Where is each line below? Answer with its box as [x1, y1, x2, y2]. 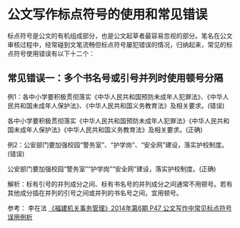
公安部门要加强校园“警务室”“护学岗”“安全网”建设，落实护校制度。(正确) [7, 165, 216, 173]
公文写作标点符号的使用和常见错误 [7, 6, 209, 23]
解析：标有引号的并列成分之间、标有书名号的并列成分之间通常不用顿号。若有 [7, 180, 233, 188]
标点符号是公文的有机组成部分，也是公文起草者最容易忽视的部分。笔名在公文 [7, 31, 233, 40]
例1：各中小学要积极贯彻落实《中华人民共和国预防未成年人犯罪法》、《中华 [7, 92, 223, 100]
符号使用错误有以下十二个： [13, 49, 95, 58]
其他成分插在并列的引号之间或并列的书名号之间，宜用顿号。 [7, 188, 183, 197]
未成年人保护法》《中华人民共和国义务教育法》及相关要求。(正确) [13, 125, 204, 134]
